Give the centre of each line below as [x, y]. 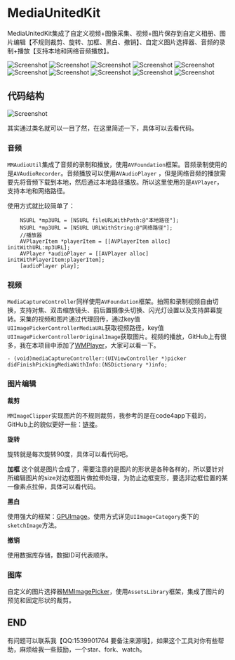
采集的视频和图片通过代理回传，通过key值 [80, 319]
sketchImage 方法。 [34, 525]
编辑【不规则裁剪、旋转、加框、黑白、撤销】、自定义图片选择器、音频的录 [119, 42]
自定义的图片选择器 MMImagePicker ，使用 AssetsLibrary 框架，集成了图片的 [116, 591]
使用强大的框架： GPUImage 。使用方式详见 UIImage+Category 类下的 [103, 516]
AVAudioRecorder [37, 174]
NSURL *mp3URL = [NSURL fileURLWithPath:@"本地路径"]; [100, 220]
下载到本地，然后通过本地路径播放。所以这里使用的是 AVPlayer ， [130, 182]
